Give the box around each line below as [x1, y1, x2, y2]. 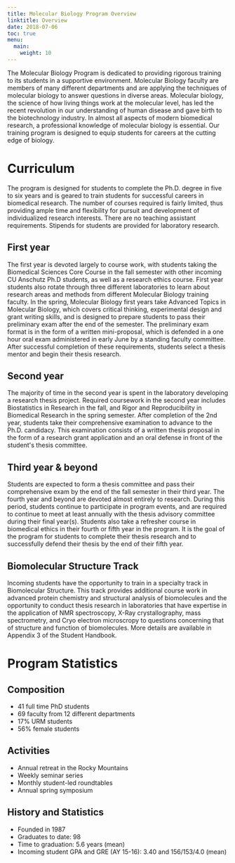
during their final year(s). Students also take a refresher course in [7, 517, 196, 526]
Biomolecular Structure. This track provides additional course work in [7, 586, 208, 595]
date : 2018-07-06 [7, 23, 58, 30]
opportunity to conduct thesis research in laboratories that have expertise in [7, 602, 227, 610]
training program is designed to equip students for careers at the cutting [7, 128, 216, 137]
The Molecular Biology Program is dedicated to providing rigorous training [7, 68, 222, 77]
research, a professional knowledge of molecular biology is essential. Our [7, 121, 220, 129]
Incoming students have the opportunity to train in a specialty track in [7, 579, 208, 588]
